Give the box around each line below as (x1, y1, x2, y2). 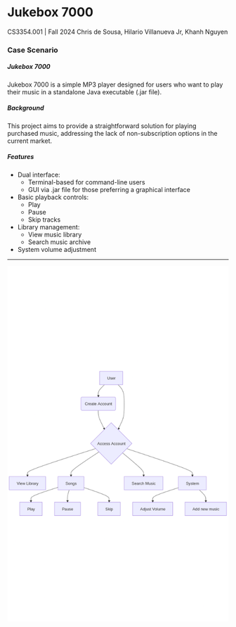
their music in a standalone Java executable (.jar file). (7, 87, 162, 96)
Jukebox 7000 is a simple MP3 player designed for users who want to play (7, 80, 223, 89)
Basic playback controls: (17, 193, 89, 201)
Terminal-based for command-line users (27, 177, 145, 186)
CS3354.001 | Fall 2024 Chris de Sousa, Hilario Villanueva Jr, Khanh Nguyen (7, 27, 228, 36)
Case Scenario (7, 45, 58, 55)
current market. (7, 137, 53, 145)
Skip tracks (27, 215, 61, 224)
